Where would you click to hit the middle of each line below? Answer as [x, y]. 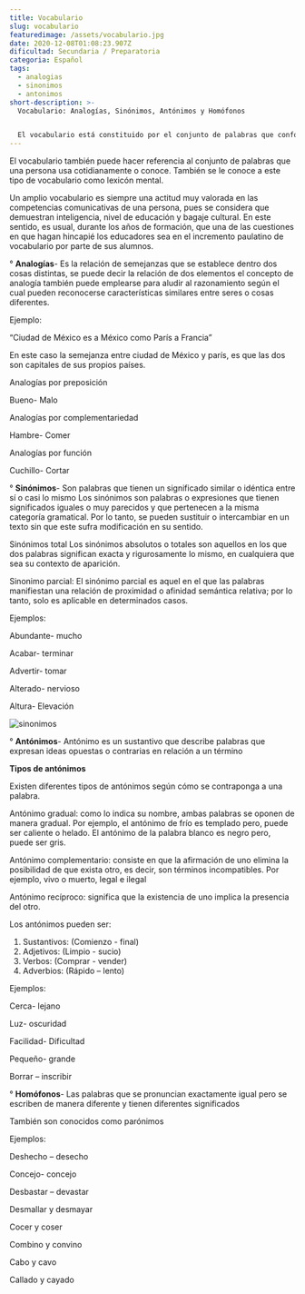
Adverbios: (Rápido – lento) [74, 971]
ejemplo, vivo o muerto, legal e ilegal [78, 880]
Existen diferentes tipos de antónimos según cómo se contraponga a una [146, 786]
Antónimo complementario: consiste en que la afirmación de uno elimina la [149, 861]
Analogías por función [51, 453]
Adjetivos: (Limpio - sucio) [72, 951]
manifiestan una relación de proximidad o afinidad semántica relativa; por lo [151, 591]
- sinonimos [40, 85]
